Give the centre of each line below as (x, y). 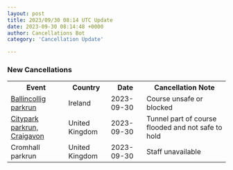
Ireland (80, 103)
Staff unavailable (174, 152)
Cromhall (25, 148)
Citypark (25, 119)
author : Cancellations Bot (46, 33)
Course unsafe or (175, 99)
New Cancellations (40, 70)
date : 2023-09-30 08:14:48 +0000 (55, 26)
